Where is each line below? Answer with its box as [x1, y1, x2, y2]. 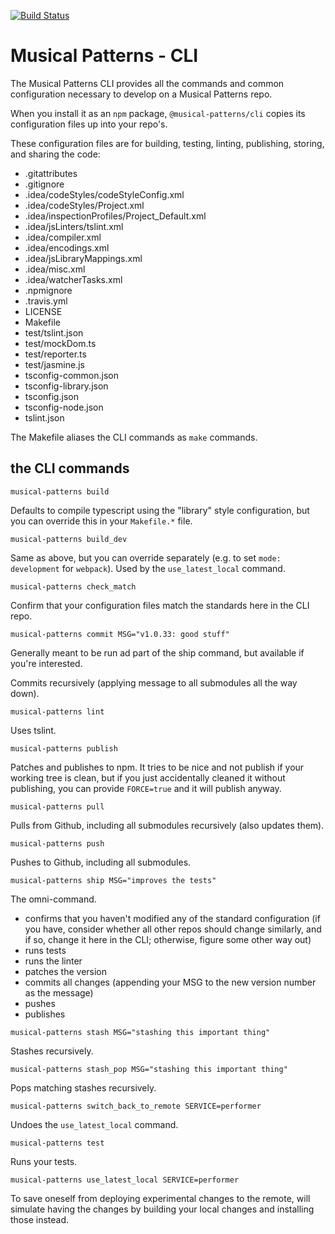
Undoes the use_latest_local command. [10, 1118, 179, 1130]
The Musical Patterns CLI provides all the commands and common [10, 77, 285, 89]
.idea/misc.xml [24, 263, 86, 275]
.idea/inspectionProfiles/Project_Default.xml [24, 210, 207, 222]
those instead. [10, 1213, 70, 1225]
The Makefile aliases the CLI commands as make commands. [10, 431, 258, 443]
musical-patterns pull [10, 801, 105, 812]
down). [10, 687, 40, 699]
